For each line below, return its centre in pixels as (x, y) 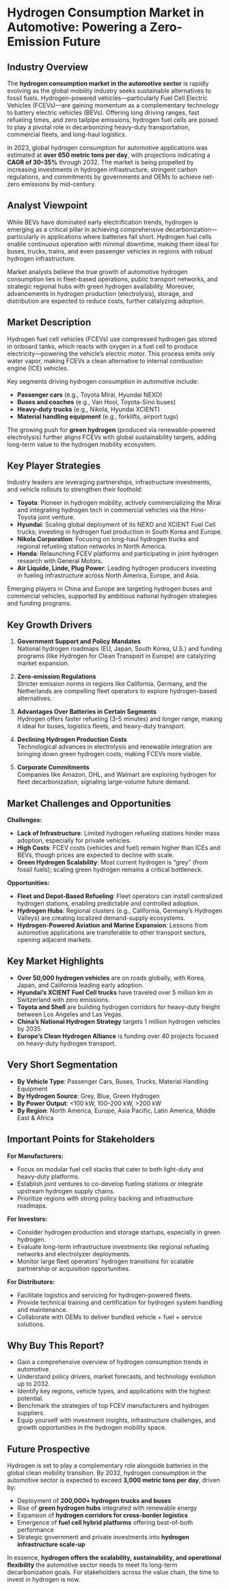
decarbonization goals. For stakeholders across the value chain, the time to (113, 1572)
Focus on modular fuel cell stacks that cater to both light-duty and (110, 1169)
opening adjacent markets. (55, 940)
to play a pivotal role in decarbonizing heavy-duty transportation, (98, 127)
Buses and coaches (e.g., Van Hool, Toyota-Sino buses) (96, 401)
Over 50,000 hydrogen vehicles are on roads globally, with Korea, (111, 978)
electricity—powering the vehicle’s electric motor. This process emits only (111, 353)
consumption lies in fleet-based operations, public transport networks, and (112, 279)
